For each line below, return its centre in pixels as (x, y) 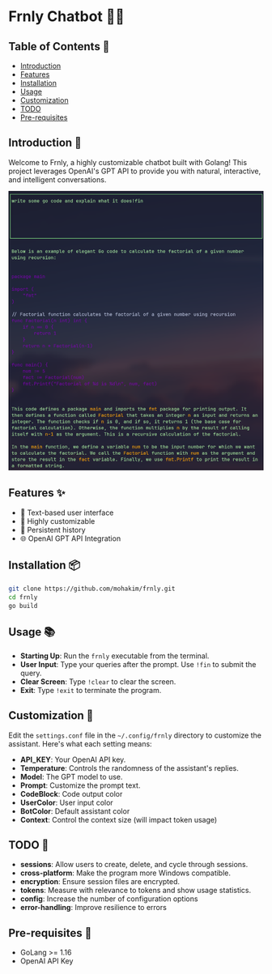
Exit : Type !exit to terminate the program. (91, 690)
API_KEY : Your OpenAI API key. (73, 759)
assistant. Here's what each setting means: (80, 743)
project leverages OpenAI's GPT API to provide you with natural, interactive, (135, 171)
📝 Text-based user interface (67, 513)
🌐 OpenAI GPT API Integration (70, 538)
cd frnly (23, 598)
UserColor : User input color (66, 802)
